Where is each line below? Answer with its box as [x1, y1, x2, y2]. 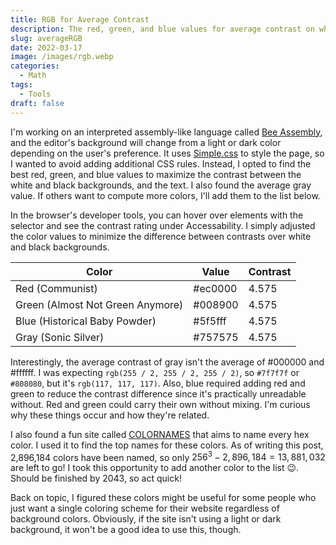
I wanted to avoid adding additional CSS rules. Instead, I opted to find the [10, 157, 312, 170]
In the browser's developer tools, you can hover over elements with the [10, 209, 304, 221]
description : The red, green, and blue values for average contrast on [10, 24, 315, 34]
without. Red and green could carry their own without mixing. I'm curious [10, 398, 311, 410]
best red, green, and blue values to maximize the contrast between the [10, 168, 302, 180]
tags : [10, 80, 33, 90]
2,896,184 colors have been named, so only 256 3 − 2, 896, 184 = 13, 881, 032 [10, 449, 326, 463]
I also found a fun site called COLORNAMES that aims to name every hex [10, 428, 310, 440]
